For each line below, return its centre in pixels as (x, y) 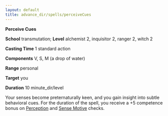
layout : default (22, 10)
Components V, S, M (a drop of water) (45, 58)
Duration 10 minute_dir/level (35, 88)
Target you (17, 78)
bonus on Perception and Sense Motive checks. (55, 108)
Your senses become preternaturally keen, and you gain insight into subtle (82, 97)
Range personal (22, 68)
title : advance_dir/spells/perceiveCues (48, 15)
